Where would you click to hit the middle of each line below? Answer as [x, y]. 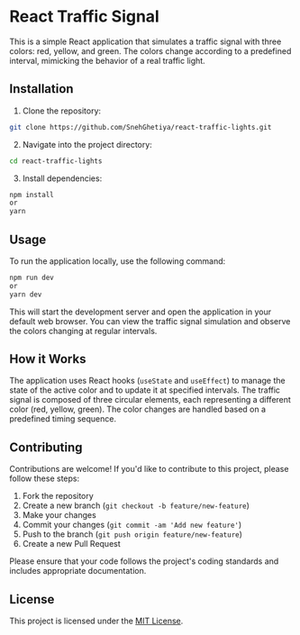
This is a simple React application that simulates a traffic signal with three [145, 41]
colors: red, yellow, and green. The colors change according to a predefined [150, 50]
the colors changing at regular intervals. [83, 331]
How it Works [48, 359]
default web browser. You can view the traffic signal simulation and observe [150, 321]
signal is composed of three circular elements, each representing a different [150, 400]
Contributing [46, 447]
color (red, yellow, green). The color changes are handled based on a [138, 409]
